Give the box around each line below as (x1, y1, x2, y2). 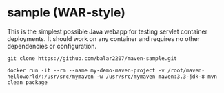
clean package (7, 79, 48, 86)
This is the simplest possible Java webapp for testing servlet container (7, 27, 208, 36)
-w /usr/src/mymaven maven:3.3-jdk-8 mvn (96, 73, 217, 80)
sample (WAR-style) (7, 5, 125, 21)
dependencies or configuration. (7, 42, 97, 50)
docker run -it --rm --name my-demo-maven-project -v (7, 67, 165, 74)
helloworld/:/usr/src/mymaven (7, 73, 94, 80)
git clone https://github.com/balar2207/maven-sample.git (7, 55, 177, 62)
